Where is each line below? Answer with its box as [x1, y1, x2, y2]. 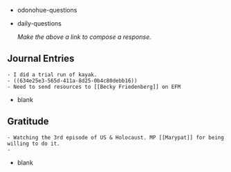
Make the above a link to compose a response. [17, 33, 151, 41]
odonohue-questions [17, 6, 77, 14]
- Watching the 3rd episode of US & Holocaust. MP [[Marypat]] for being [7, 134, 225, 141]
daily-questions [17, 19, 62, 27]
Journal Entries [7, 53, 75, 64]
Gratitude [7, 116, 50, 128]
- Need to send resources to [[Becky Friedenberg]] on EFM [7, 83, 181, 90]
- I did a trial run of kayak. [7, 71, 98, 78]
